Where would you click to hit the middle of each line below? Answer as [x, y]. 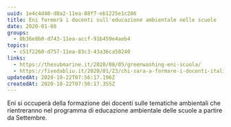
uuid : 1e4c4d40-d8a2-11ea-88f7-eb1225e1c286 [72, 13]
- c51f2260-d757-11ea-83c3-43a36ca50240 [72, 52]
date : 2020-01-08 [32, 26]
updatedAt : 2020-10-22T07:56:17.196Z [61, 77]
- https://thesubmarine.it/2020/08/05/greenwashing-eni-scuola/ [107, 65]
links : [16, 58]
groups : [18, 33]
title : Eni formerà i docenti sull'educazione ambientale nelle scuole [112, 20]
